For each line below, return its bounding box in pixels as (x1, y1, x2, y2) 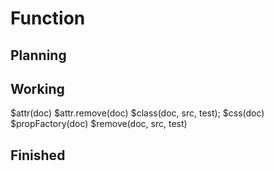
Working (10, 80, 65, 97)
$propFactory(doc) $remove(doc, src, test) (10, 118, 188, 130)
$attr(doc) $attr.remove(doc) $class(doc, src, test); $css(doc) (10, 107, 265, 119)
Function (10, 7, 86, 30)
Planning (10, 47, 67, 64)
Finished (10, 147, 66, 164)
